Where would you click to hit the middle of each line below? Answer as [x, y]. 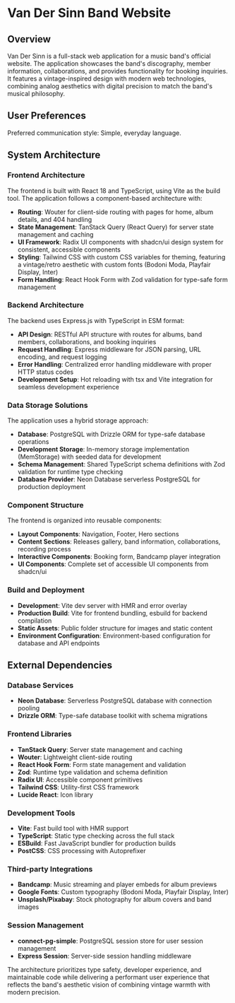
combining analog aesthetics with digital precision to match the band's [110, 86]
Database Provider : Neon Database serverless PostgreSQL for [109, 479]
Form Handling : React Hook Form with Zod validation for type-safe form [122, 279]
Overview [29, 39]
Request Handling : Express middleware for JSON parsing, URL [109, 349]
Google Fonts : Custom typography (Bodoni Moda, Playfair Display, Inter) [123, 892]
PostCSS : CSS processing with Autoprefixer [82, 850]
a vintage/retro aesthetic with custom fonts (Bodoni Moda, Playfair [114, 264]
